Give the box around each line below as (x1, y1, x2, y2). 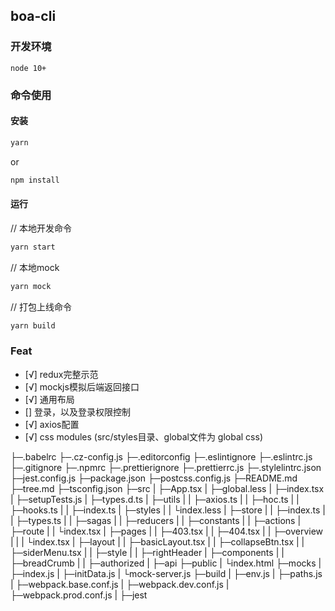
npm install (10, 175, 60, 185)
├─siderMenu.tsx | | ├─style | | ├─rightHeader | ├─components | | (10, 546, 285, 558)
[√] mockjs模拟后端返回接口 (24, 380, 140, 393)
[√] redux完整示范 (24, 368, 99, 380)
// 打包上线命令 (10, 300, 73, 313)
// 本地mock (10, 261, 60, 273)
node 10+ (10, 63, 47, 73)
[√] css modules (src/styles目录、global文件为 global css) (24, 430, 263, 443)
